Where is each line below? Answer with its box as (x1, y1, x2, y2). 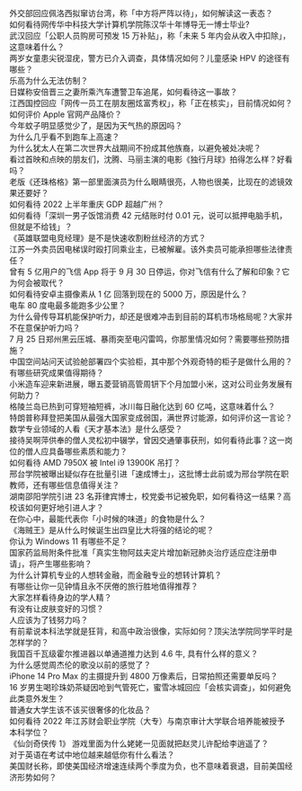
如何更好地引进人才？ (24, 502, 104, 512)
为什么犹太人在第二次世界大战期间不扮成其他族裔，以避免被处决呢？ (9, 143, 262, 153)
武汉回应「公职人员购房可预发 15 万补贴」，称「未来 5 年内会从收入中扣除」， (9, 31, 291, 40)
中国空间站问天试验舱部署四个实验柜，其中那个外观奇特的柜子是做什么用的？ (9, 356, 293, 367)
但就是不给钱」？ (9, 221, 73, 232)
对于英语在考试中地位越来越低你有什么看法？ (9, 750, 175, 760)
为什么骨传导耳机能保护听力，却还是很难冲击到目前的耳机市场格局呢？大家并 (9, 311, 293, 322)
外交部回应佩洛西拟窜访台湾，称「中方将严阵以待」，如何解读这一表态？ (9, 8, 273, 18)
